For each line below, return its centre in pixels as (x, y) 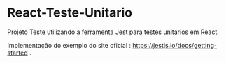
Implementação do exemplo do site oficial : (69, 45)
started (17, 53)
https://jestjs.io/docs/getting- (175, 45)
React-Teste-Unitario (70, 13)
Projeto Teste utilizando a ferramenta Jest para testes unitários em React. (113, 32)
